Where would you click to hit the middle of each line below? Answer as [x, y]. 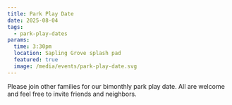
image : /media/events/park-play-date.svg [75, 66]
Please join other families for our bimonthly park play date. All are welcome [116, 86]
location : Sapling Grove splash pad [67, 54]
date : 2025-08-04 [33, 20]
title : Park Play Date [41, 14]
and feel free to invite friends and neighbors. [72, 94]
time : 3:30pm [33, 47]
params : [19, 40]
